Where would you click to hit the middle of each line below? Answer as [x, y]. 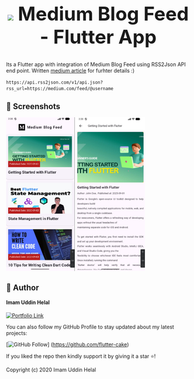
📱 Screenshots [33, 107]
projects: [17, 333]
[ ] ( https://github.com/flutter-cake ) [67, 344]
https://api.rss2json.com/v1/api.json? [55, 82]
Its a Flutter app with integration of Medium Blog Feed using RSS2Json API [96, 64]
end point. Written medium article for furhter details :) [70, 70]
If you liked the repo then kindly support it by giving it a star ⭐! [81, 356]
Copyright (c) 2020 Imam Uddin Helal [51, 370]
